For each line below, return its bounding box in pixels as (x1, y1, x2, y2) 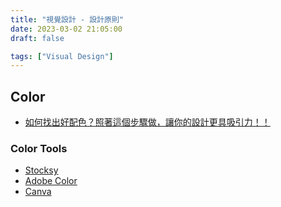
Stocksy (24, 164, 59, 176)
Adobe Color (24, 175, 78, 187)
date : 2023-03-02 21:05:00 (10, 24, 123, 34)
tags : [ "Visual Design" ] (10, 51, 114, 61)
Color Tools (10, 141, 68, 155)
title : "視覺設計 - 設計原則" (10, 14, 125, 25)
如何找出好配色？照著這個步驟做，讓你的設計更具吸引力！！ (24, 116, 271, 128)
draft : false (10, 33, 65, 43)
